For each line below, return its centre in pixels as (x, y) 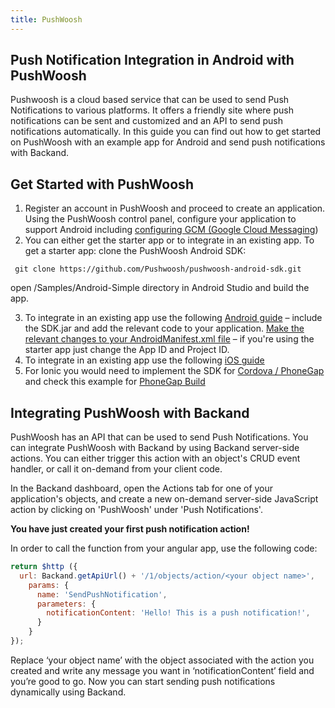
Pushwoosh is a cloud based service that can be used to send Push (150, 100)
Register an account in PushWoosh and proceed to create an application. (175, 208)
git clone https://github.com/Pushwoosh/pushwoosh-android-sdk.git (158, 269)
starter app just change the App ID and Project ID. (127, 350)
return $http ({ (44, 567)
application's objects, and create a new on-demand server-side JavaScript (164, 499)
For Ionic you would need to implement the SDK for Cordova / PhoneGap (174, 371)
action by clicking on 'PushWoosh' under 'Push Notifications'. (136, 510)
